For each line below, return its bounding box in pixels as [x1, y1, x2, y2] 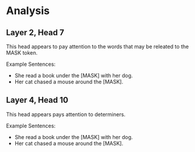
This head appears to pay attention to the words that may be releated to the [6, 43, 189, 50]
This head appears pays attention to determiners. [6, 110, 126, 118]
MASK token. [6, 49, 38, 56]
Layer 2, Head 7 [6, 28, 65, 38]
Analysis [6, 4, 50, 18]
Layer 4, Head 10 [6, 95, 69, 105]
